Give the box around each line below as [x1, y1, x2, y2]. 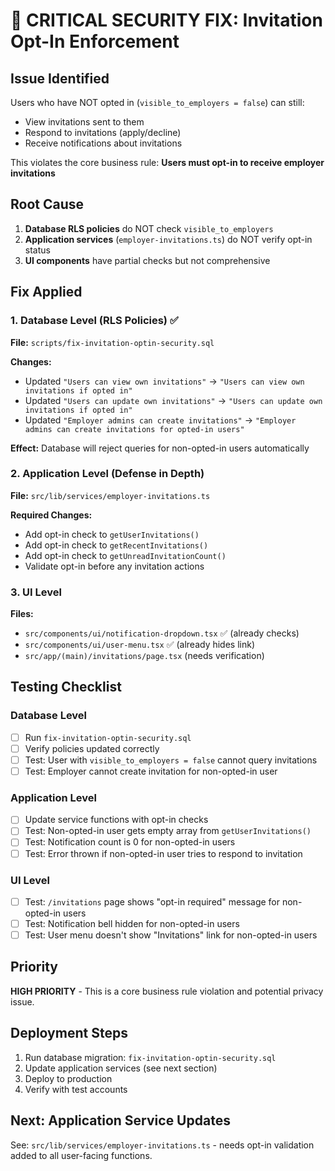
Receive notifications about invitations [24, 137, 183, 149]
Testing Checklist [10, 679, 122, 696]
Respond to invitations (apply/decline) [24, 127, 182, 138]
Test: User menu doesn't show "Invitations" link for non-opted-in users [24, 929, 318, 941]
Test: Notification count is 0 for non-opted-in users [24, 836, 236, 848]
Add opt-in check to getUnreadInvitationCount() [24, 549, 227, 561]
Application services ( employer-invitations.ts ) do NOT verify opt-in [24, 233, 313, 245]
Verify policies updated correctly [24, 742, 160, 754]
